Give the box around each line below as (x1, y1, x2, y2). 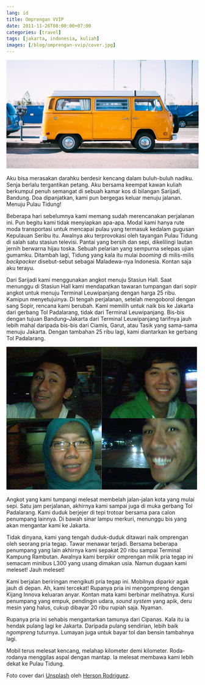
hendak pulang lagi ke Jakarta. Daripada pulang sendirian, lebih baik (6, 622, 179, 629)
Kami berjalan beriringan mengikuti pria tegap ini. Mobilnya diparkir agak (6, 577, 189, 585)
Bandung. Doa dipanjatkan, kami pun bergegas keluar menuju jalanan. (6, 194, 182, 201)
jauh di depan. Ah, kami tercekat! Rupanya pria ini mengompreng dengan (6, 584, 190, 592)
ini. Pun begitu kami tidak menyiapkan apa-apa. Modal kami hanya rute (6, 219, 185, 226)
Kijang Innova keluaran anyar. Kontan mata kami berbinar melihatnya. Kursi (6, 590, 194, 598)
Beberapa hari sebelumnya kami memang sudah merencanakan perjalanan (6, 212, 195, 219)
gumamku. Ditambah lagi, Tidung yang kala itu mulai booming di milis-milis (6, 251, 194, 258)
